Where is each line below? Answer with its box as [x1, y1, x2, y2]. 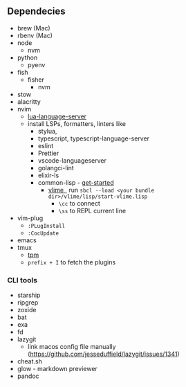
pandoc [17, 372, 39, 380]
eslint [37, 141, 54, 150]
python [17, 53, 38, 62]
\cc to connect [58, 199, 100, 207]
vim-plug [17, 214, 44, 222]
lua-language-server [27, 112, 87, 120]
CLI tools [7, 275, 38, 285]
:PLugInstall [27, 222, 66, 229]
